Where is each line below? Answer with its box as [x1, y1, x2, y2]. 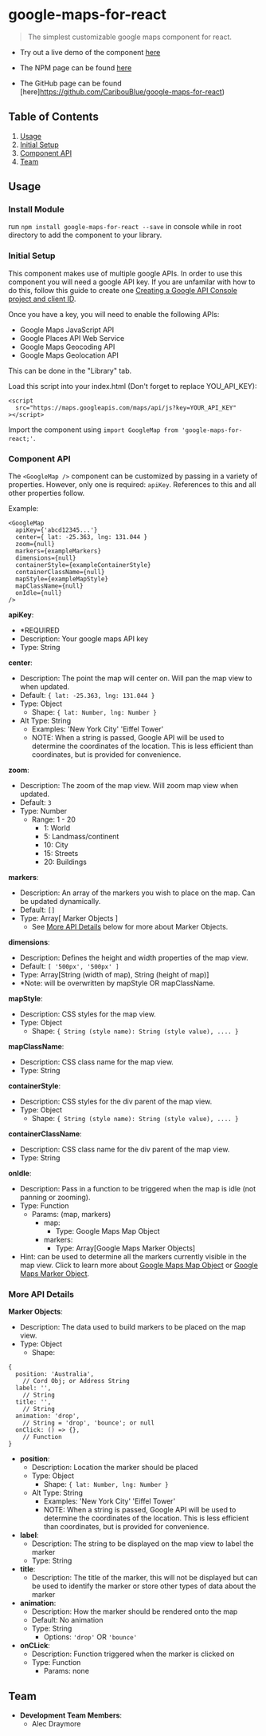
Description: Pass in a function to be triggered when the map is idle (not [19, 1184, 256, 1194]
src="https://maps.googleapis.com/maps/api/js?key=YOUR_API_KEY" [15, 403, 237, 412]
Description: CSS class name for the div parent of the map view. [19, 1144, 230, 1155]
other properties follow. [8, 489, 85, 498]
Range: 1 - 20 [31, 814, 76, 824]
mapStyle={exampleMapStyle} [15, 575, 109, 584]
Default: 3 [19, 798, 52, 807]
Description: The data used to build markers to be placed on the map [19, 1322, 246, 1332]
